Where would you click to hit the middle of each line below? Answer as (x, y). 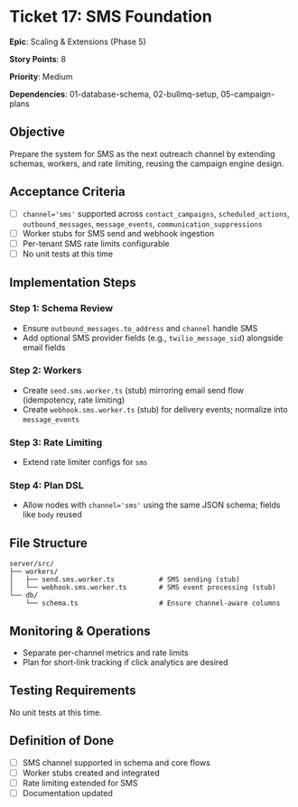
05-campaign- (248, 94)
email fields (44, 347)
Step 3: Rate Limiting (56, 442)
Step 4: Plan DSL (47, 486)
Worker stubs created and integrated (91, 773)
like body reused (52, 515)
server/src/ (32, 564)
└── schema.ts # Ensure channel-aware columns (153, 603)
